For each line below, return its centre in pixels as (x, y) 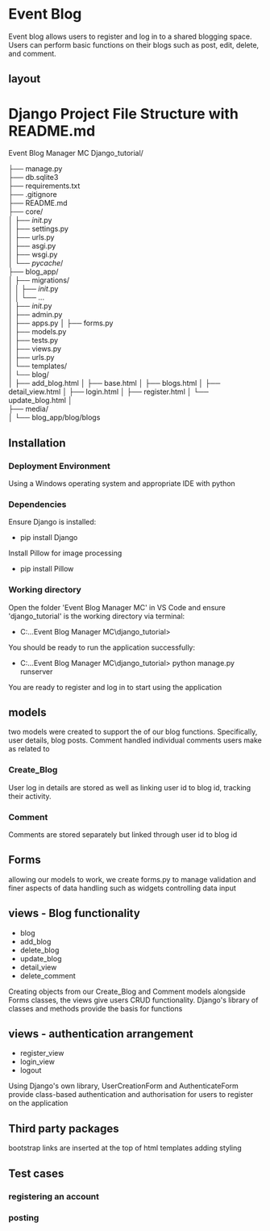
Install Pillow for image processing (65, 553)
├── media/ (28, 409)
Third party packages (64, 1128)
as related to (29, 749)
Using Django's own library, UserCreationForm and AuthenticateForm (124, 1086)
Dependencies (37, 504)
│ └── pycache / (36, 263)
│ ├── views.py (35, 349)
